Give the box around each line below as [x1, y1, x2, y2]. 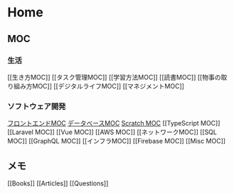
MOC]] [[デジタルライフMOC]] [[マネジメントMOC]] [31, 81, 185, 90]
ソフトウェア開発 [7, 101, 66, 111]
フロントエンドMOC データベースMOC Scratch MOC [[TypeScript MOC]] [7, 119, 220, 128]
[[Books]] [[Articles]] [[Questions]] [7, 179, 109, 188]
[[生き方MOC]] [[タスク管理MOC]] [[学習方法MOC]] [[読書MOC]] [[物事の [7, 73, 221, 81]
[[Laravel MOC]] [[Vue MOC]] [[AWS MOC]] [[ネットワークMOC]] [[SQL [7, 128, 217, 136]
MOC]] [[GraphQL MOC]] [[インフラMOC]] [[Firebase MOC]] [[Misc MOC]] [7, 137, 226, 145]
